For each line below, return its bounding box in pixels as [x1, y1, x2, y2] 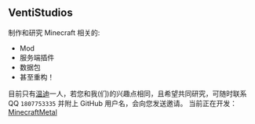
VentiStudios [8, 6, 73, 19]
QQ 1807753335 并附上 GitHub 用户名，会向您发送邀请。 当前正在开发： [8, 98, 238, 108]
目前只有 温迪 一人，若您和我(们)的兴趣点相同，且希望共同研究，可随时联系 [8, 89, 247, 98]
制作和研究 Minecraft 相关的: [8, 27, 100, 37]
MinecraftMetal [8, 107, 57, 116]
